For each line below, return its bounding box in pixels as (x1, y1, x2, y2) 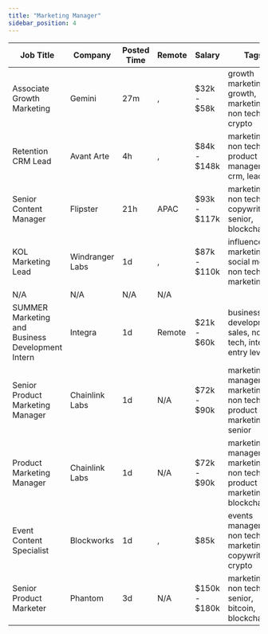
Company (73, 49, 112, 61)
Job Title (19, 49, 55, 61)
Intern (12, 351, 34, 362)
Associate (12, 83, 49, 94)
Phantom (69, 593, 104, 604)
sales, (227, 327, 250, 338)
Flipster (69, 203, 98, 214)
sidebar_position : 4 (8, 19, 77, 27)
